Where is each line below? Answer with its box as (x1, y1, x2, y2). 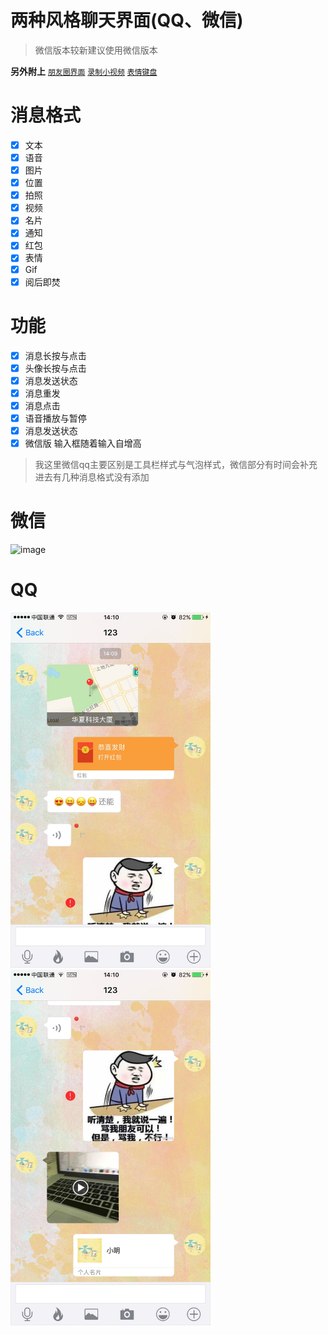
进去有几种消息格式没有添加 (34, 471, 150, 483)
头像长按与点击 (24, 362, 87, 374)
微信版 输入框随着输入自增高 (24, 437, 142, 449)
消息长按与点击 (24, 349, 87, 361)
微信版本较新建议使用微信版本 (34, 44, 158, 56)
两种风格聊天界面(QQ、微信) (10, 9, 244, 32)
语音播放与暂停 (24, 412, 87, 424)
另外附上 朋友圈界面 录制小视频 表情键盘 (10, 65, 158, 77)
